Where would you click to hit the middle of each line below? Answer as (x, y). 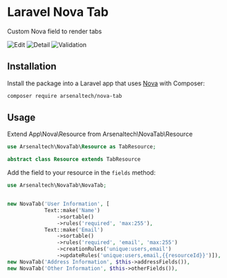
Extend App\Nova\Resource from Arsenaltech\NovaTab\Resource (100, 134)
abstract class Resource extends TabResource (74, 159)
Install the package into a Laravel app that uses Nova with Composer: (106, 83)
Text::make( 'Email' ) (74, 229)
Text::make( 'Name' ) (72, 210)
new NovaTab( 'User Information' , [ (58, 204)
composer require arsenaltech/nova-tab (65, 96)
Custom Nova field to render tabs (55, 31)
